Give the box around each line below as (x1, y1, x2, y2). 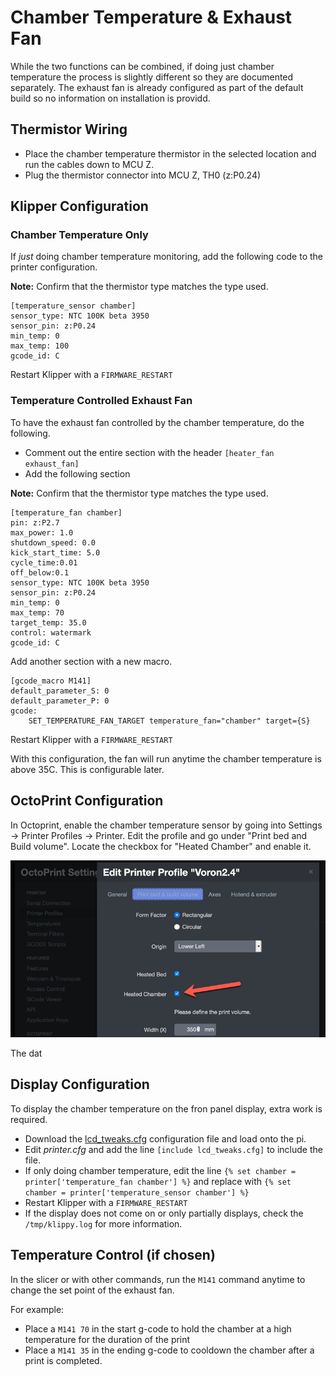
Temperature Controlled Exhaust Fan (10, 394, 193, 408)
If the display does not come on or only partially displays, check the (24, 1207, 304, 1219)
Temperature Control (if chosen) (10, 1247, 216, 1264)
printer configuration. (10, 261, 98, 273)
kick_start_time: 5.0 (10, 547, 101, 558)
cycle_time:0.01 (10, 557, 78, 568)
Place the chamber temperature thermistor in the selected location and (24, 147, 317, 160)
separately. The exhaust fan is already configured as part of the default (10, 81, 304, 93)
